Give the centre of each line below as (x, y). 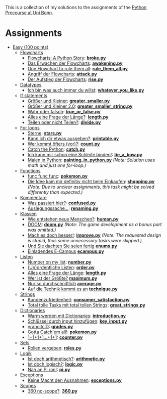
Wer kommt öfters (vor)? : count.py (64, 144)
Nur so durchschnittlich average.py (64, 283)
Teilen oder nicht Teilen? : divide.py (64, 122)
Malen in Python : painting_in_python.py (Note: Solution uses (91, 160)
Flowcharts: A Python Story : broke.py (67, 58)
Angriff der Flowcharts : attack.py (62, 74)
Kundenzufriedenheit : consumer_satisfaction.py (78, 299)
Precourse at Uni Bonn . (29, 13)
